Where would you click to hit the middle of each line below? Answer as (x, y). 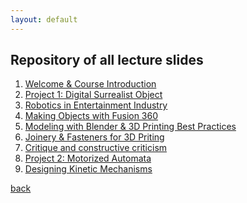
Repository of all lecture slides (107, 60)
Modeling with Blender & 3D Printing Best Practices (130, 127)
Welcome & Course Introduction (90, 84)
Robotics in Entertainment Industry (96, 105)
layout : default (44, 19)
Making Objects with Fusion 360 (91, 116)
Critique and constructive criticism (96, 148)
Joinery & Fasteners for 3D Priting (94, 137)
